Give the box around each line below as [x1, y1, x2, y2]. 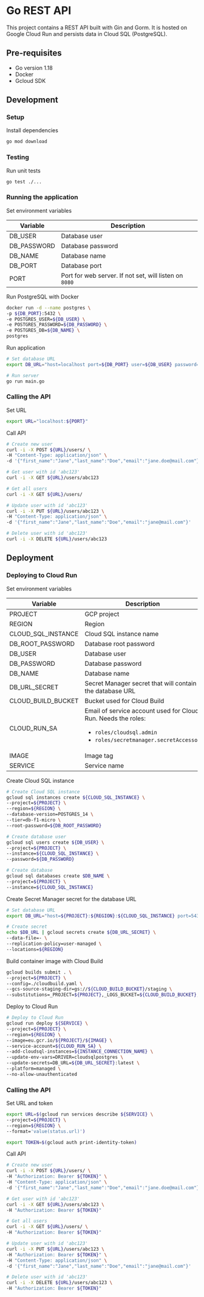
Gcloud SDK [15, 77, 46, 84]
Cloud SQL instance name [84, 629, 159, 638]
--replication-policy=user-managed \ [6, 941, 102, 947]
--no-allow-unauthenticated [6, 1071, 78, 1077]
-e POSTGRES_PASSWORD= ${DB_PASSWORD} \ [6, 322, 107, 328]
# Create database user [6, 833, 67, 839]
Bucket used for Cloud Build [84, 696, 165, 705]
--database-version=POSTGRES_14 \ [6, 811, 94, 818]
